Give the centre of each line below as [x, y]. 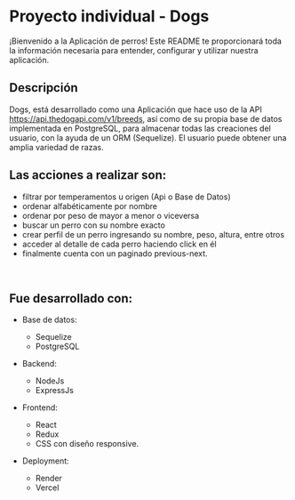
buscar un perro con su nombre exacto [94, 225]
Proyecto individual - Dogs [109, 16]
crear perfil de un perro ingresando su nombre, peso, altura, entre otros [153, 234]
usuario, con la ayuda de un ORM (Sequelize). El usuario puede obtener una [148, 137]
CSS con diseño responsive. [87, 444]
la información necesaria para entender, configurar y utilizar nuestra [134, 50]
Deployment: [45, 461]
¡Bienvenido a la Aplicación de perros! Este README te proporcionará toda [146, 41]
